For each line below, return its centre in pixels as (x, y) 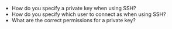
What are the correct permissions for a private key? (73, 20)
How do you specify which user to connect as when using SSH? (89, 14)
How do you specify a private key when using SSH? (74, 8)
